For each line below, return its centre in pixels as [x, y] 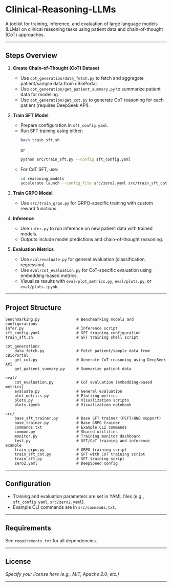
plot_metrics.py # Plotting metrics [66, 396]
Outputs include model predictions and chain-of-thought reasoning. [92, 240]
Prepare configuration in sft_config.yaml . [64, 125]
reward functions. [39, 209]
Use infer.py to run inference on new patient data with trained [86, 228]
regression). [33, 265]
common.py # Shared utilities [66, 432]
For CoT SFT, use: [39, 169]
